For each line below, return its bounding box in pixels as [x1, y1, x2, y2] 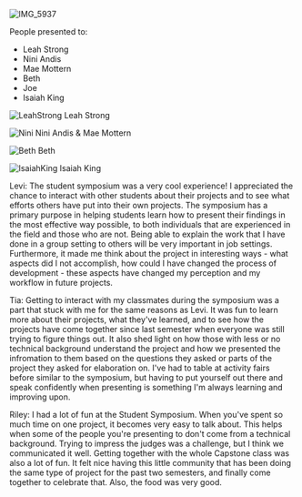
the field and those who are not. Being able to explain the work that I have [9, 228, 286, 239]
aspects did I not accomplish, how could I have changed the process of [9, 258, 277, 269]
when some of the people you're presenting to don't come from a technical [9, 429, 291, 439]
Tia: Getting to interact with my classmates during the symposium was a [9, 295, 280, 305]
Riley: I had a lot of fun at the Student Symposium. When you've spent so [9, 410, 284, 420]
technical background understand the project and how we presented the [9, 343, 281, 354]
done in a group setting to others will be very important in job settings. [9, 238, 273, 249]
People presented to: [9, 26, 88, 36]
